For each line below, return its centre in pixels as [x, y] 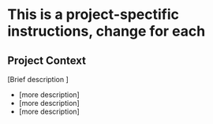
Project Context [47, 60]
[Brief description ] [38, 79]
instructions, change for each [106, 31]
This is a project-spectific [93, 15]
